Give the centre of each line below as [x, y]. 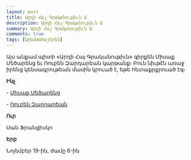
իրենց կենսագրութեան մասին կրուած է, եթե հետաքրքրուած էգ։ [96, 69]
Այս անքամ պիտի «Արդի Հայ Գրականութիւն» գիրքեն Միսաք [90, 57]
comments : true [25, 34]
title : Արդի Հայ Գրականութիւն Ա [46, 17]
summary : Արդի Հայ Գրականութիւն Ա [49, 28]
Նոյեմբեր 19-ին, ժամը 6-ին [43, 151]
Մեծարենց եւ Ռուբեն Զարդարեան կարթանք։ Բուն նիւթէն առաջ [95, 63]
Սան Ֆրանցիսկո [29, 127]
